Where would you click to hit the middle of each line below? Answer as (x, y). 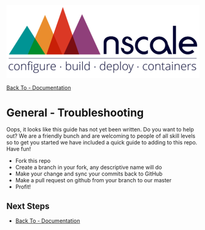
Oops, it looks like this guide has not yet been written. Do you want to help (100, 130)
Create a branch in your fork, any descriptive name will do (89, 168)
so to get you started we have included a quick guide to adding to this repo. (102, 143)
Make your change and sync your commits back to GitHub (89, 174)
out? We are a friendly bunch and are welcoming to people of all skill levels (101, 136)
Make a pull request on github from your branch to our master (93, 180)
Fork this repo (33, 161)
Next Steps (28, 206)
